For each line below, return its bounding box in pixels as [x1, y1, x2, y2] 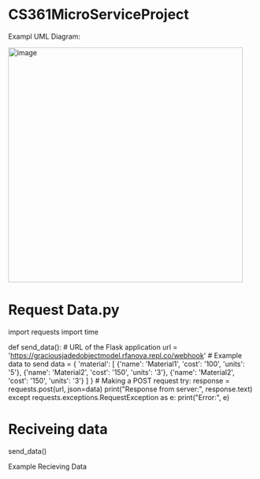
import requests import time [8, 327, 99, 336]
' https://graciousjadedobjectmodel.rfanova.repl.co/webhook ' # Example [8, 350, 243, 360]
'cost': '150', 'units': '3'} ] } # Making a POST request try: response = [8, 376, 230, 385]
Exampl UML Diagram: [8, 32, 81, 41]
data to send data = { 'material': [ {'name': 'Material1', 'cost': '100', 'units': [8, 359, 246, 369]
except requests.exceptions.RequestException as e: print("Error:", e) [8, 392, 230, 402]
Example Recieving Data [8, 462, 87, 471]
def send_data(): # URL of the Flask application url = [8, 342, 178, 352]
